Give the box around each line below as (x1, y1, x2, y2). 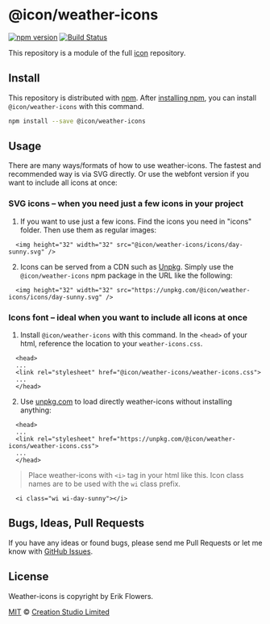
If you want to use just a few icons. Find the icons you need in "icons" (19, 216, 252, 226)
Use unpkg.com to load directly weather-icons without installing (19, 397, 232, 407)
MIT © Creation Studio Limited (8, 607, 110, 617)
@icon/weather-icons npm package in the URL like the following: (19, 270, 233, 280)
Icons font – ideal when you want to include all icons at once (8, 312, 248, 323)
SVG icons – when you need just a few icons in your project (8, 198, 244, 209)
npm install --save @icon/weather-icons (8, 117, 147, 125)
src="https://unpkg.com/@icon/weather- (116, 286, 251, 294)
